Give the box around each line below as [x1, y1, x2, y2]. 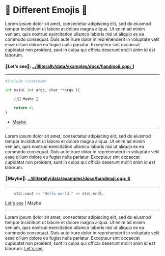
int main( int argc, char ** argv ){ [5, 88, 80, 93]
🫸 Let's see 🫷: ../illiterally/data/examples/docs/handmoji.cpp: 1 [5, 63, 134, 69]
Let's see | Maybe [5, 200, 42, 206]
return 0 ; [14, 105, 34, 110]
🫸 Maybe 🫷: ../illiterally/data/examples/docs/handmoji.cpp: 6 [5, 175, 131, 181]
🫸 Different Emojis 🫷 [5, 4, 87, 16]
